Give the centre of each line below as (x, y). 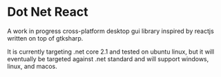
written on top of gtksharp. (45, 38)
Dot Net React (48, 12)
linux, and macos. (32, 66)
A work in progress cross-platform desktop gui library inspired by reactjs (110, 31)
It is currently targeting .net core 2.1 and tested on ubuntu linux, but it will (111, 52)
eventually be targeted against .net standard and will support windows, (108, 58)
